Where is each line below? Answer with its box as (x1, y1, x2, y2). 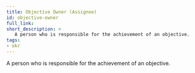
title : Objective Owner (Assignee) (6, 9, 97, 15)
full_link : (6, 20, 34, 26)
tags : (6, 37, 20, 43)
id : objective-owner (6, 15, 59, 21)
